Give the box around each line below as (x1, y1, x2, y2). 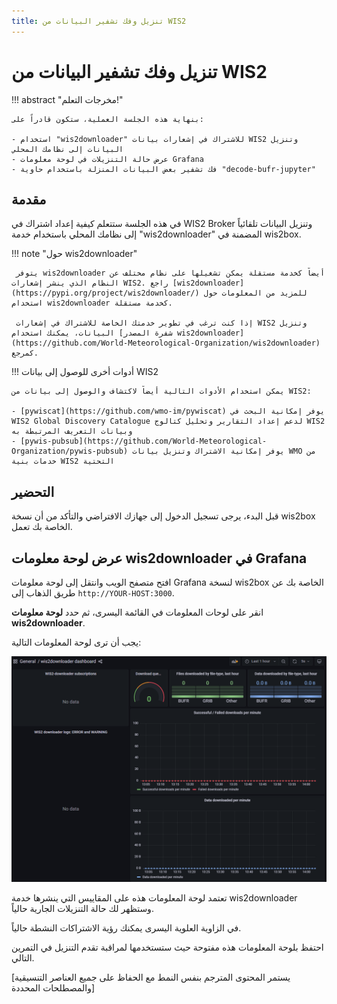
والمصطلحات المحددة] (11, 982, 96, 994)
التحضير (11, 483, 55, 500)
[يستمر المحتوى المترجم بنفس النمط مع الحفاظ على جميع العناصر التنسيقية (11, 971, 291, 984)
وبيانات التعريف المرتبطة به (11, 426, 133, 437)
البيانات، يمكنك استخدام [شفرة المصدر (11, 328, 173, 339)
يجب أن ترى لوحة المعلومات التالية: (11, 636, 142, 648)
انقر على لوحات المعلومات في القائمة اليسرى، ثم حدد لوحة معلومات (11, 606, 264, 618)
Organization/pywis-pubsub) (11, 446, 129, 457)
